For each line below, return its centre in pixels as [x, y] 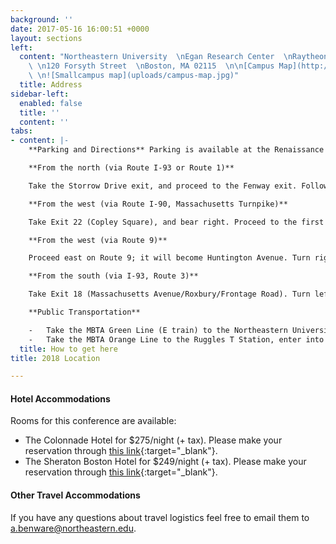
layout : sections [46, 38]
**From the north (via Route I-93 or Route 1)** [131, 168]
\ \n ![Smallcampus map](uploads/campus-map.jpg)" [134, 76]
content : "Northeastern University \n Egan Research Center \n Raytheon [174, 57]
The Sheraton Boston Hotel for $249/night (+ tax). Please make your [165, 462]
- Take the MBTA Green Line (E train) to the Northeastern [158, 330]
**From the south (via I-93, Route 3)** [113, 276]
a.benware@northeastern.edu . [73, 528]
